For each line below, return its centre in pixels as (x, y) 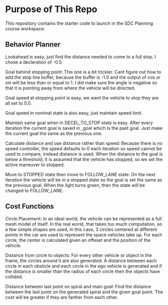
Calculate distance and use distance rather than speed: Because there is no (84, 143)
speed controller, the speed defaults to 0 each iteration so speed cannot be (84, 148)
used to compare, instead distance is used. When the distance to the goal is (84, 154)
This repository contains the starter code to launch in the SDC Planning (79, 23)
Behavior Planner (33, 45)
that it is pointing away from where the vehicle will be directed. (70, 88)
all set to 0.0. (19, 103)
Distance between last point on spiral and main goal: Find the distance (78, 286)
